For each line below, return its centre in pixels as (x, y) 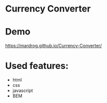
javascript (23, 90)
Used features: (37, 66)
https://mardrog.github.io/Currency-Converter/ (54, 46)
